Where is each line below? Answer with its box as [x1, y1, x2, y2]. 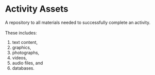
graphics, [12, 44, 32, 50]
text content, [12, 39, 38, 45]
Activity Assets [5, 3, 69, 15]
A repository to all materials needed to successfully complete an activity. [5, 19, 151, 25]
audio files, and [12, 60, 43, 66]
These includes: [5, 30, 37, 36]
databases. [12, 65, 35, 71]
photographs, [12, 50, 39, 56]
